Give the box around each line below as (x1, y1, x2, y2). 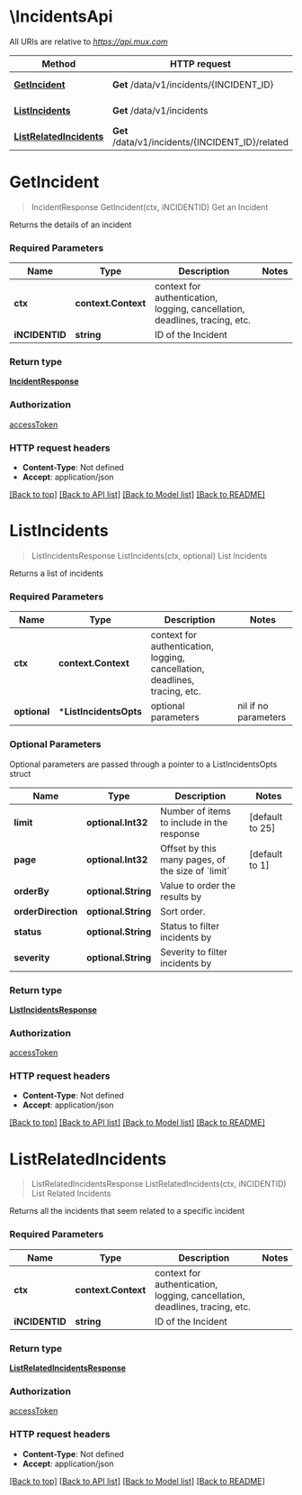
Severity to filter (160, 945, 227, 958)
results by (160, 890, 202, 903)
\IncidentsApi (9, 6, 113, 27)
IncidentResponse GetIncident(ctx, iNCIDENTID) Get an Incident (31, 201, 269, 213)
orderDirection (13, 905, 78, 917)
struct (9, 768, 31, 779)
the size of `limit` (160, 864, 231, 877)
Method (41, 57, 76, 69)
